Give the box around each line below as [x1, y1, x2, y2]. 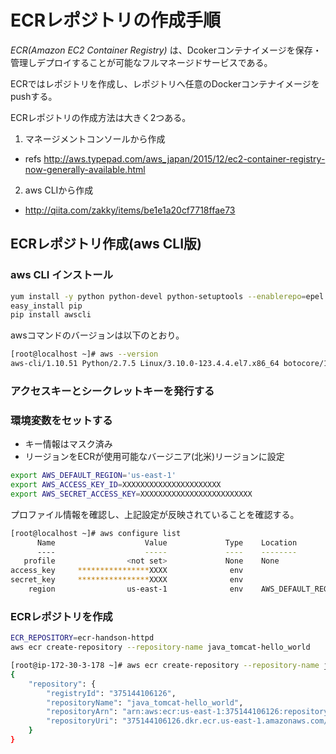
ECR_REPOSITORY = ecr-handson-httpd [10, 633, 155, 643]
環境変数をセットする [10, 413, 113, 427]
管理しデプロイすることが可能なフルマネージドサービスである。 [10, 56, 273, 68]
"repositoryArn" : [46, 707, 118, 717]
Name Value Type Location [36, 537, 298, 548]
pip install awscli [10, 310, 92, 320]
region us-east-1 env [28, 584, 244, 595]
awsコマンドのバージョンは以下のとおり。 [10, 329, 185, 341]
